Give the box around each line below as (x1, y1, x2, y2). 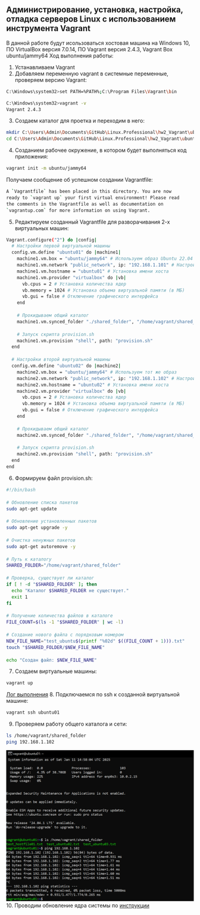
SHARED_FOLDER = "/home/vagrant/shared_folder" (6, 562, 121, 568)
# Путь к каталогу (6, 556, 52, 562)
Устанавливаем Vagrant (14, 63, 76, 71)
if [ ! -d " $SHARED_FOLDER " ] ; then (6, 582, 97, 587)
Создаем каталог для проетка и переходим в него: (14, 117, 145, 124)
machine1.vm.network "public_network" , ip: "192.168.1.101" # (17, 262, 174, 268)
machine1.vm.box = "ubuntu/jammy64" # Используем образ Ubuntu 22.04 (17, 256, 193, 262)
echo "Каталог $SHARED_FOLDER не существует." (11, 587, 129, 593)
